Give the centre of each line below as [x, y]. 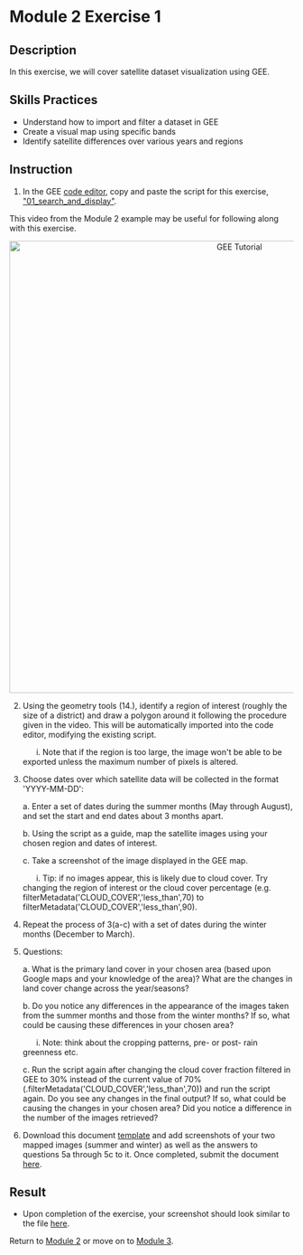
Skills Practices [54, 100]
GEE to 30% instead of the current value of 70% [112, 1079]
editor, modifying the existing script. [89, 734]
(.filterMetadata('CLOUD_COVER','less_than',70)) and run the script [146, 1089]
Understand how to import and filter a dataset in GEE [120, 122]
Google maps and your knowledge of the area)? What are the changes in [157, 978]
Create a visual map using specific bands [99, 131]
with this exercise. [43, 228]
